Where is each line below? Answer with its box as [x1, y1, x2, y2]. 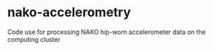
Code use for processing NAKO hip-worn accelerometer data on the [7, 28, 207, 36]
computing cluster [7, 35, 61, 43]
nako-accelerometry [7, 4, 131, 21]
